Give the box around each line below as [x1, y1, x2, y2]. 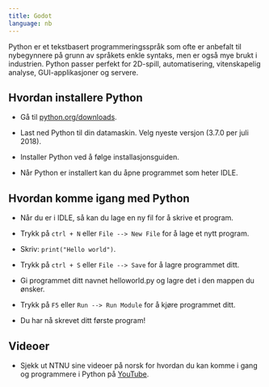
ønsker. [19, 284, 45, 294]
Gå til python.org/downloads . [19, 113, 117, 122]
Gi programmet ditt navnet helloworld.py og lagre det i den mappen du [19, 276, 254, 286]
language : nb [8, 19, 53, 28]
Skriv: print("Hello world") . [19, 245, 116, 254]
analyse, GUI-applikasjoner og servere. [8, 67, 139, 77]
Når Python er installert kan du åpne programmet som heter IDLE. [19, 168, 238, 178]
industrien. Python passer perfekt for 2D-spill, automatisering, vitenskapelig [8, 58, 261, 69]
